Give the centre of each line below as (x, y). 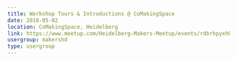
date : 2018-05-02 (33, 20)
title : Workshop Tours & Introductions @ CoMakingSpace (91, 14)
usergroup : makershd (38, 40)
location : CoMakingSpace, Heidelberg (63, 27)
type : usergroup (31, 46)
